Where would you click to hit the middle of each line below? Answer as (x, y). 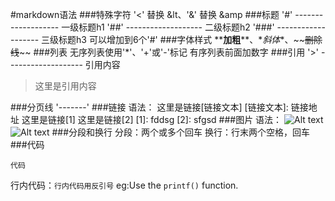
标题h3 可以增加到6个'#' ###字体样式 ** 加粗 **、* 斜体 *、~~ (181, 39)
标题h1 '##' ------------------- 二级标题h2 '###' (176, 27)
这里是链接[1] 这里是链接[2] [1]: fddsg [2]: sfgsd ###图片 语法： (152, 119)
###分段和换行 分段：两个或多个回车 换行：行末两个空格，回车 (180, 132)
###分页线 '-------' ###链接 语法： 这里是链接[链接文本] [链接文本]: (149, 107)
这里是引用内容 (65, 86)
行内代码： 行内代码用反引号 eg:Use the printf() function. (124, 185)
